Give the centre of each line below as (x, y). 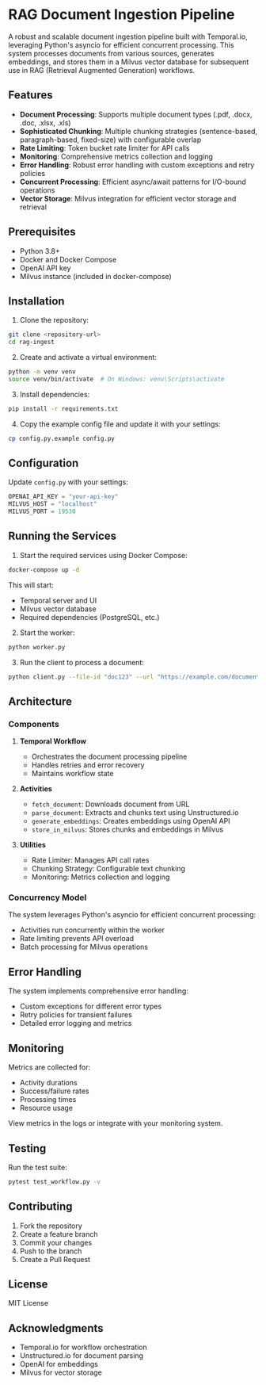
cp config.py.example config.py (61, 438)
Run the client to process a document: (82, 662)
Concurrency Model (47, 897)
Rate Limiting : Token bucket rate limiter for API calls (104, 147)
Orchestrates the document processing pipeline (109, 757)
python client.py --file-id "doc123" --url (81, 677)
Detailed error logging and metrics (76, 1023)
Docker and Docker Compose (68, 259)
